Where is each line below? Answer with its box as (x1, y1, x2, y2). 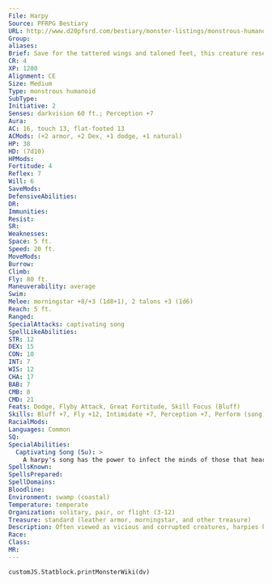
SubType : (8, 95, 38, 103)
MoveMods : (8, 252, 42, 260)
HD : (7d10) (8, 147, 45, 155)
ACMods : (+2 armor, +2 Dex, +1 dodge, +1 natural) (8, 132, 183, 140)
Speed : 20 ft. (8, 245, 57, 253)
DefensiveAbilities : (8, 192, 79, 201)
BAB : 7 (8, 380, 31, 388)
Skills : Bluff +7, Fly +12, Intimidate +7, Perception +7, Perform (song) (8, 410, 266, 419)
